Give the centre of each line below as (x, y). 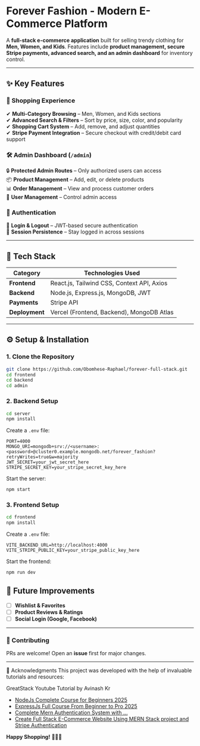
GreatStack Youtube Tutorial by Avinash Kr (58, 689)
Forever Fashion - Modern (72, 11)
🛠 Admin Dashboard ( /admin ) (49, 155)
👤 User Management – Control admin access (62, 197)
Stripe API (64, 303)
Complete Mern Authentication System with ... (71, 713)
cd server (18, 413)
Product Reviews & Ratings (49, 612)
